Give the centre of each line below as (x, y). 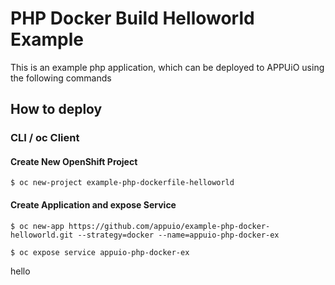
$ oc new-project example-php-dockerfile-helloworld (122, 183)
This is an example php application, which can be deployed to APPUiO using (167, 67)
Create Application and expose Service (93, 205)
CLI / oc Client (45, 138)
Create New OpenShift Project (74, 161)
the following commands (61, 78)
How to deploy (56, 109)
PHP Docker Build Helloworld (132, 18)
